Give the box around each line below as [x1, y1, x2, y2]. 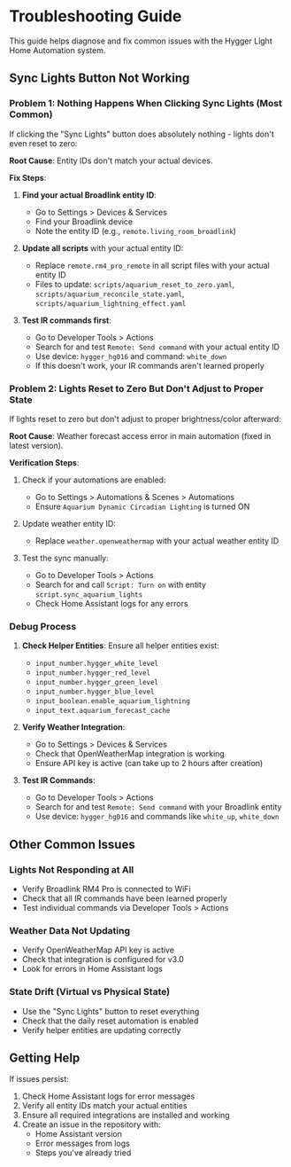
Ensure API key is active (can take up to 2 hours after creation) [34, 758, 264, 769]
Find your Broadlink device [34, 215, 134, 227]
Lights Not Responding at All [9, 863, 134, 875]
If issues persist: [9, 1074, 69, 1085]
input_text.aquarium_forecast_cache [34, 707, 171, 716]
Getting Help [9, 1050, 80, 1065]
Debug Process [9, 620, 77, 632]
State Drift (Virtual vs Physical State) [9, 986, 171, 999]
